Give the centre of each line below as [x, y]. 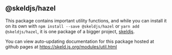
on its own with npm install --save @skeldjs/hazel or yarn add [72, 26]
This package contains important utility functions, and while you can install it [86, 20]
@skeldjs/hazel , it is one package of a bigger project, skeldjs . [70, 31]
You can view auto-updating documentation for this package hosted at [80, 41]
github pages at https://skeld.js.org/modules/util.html [61, 47]
